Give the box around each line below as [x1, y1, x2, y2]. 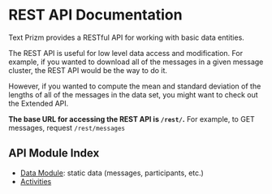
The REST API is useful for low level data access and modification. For [8, 48, 244, 58]
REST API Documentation [8, 6, 183, 24]
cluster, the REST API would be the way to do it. [8, 65, 168, 75]
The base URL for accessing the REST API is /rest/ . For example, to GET [8, 114, 256, 123]
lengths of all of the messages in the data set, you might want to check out [8, 89, 258, 99]
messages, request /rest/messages [8, 123, 126, 132]
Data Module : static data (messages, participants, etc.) [19, 168, 205, 178]
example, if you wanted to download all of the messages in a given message [8, 57, 264, 67]
